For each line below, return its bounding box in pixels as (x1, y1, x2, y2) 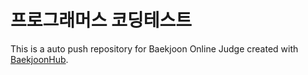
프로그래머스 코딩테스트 (10, 9, 192, 32)
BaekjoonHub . (10, 53, 69, 65)
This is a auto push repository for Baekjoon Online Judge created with (10, 42, 299, 55)
